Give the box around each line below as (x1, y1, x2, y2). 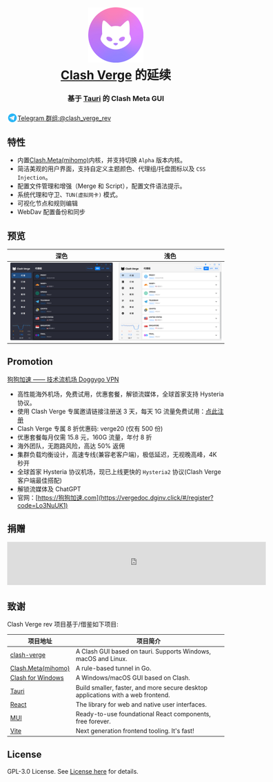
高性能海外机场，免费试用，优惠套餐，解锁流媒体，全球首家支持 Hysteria (17, 390, 224, 398)
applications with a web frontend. (75, 691, 170, 699)
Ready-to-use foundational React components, (75, 710, 212, 718)
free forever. (75, 717, 112, 725)
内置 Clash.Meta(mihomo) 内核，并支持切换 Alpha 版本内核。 (17, 156, 187, 164)
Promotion (7, 356, 53, 368)
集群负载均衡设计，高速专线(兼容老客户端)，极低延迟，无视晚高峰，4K (17, 450, 217, 459)
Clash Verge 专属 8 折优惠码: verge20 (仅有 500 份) (17, 424, 163, 432)
